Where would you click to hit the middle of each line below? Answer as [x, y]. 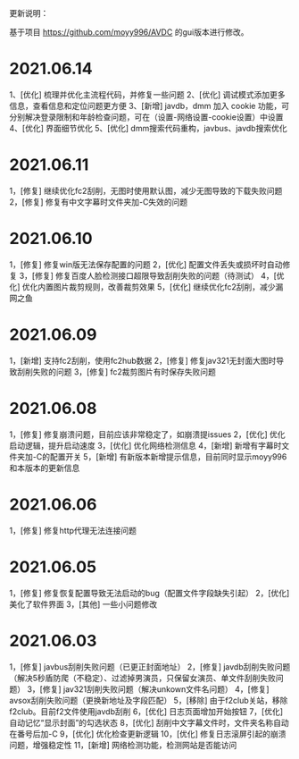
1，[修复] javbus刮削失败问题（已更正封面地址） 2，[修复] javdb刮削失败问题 [150, 666]
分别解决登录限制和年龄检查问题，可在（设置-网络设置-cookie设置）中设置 [146, 117]
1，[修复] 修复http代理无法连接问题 [73, 530]
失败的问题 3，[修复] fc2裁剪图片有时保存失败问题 [125, 371]
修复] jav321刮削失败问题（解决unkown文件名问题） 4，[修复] [156, 689]
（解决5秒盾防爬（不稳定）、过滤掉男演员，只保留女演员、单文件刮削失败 [143, 678]
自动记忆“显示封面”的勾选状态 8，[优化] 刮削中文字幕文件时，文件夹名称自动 [149, 722]
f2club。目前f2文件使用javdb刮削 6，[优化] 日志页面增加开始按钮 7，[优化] [146, 711]
